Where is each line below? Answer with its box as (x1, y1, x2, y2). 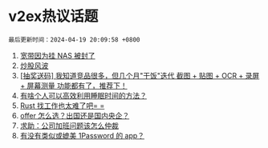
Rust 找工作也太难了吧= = (19, 101, 105, 110)
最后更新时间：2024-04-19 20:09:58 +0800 (8, 35, 140, 44)
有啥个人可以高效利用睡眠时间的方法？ (19, 90, 147, 100)
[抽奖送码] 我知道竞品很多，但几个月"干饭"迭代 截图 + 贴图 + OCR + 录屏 (19, 70, 260, 80)
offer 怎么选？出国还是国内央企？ (19, 110, 130, 120)
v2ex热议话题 (8, 7, 99, 26)
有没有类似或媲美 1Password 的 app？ (19, 130, 145, 140)
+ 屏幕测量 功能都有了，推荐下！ (19, 81, 128, 90)
